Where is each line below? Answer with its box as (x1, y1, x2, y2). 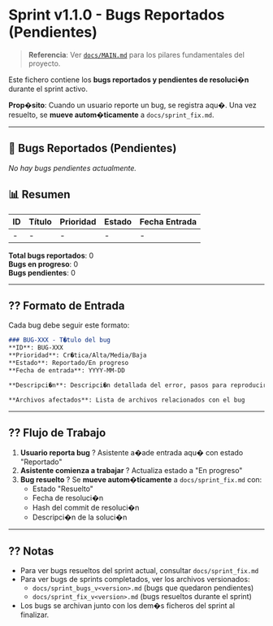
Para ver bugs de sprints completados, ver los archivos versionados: (19, 575, 250, 585)
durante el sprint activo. (8, 84, 88, 93)
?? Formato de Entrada (8, 298, 125, 312)
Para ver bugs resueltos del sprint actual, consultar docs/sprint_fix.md (19, 566, 259, 576)
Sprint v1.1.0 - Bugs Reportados (8, 6, 225, 24)
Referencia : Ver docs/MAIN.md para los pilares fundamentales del (28, 50, 245, 59)
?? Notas (8, 544, 54, 558)
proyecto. (28, 59, 61, 68)
